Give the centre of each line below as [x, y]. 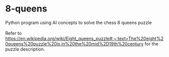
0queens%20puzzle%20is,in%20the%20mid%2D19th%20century [74, 43]
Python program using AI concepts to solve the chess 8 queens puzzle [78, 22]
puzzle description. [25, 49]
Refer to [13, 33]
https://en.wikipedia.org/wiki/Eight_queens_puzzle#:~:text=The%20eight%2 [84, 38]
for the [151, 43]
